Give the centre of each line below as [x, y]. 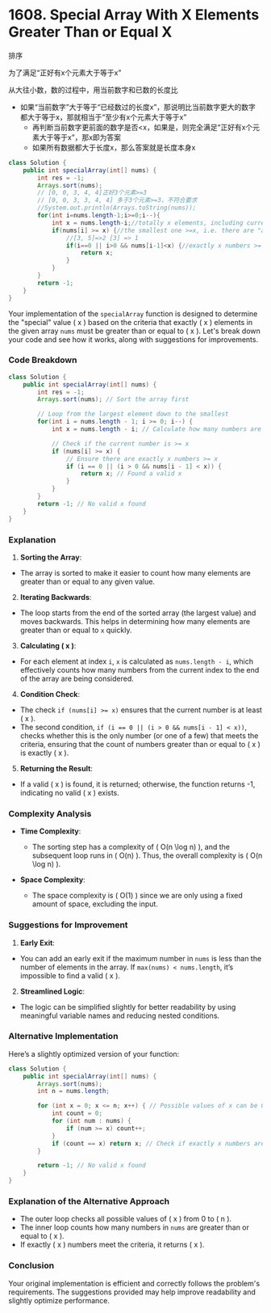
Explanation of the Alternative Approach [89, 1201]
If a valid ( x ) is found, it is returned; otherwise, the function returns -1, [138, 784]
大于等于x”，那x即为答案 [80, 137]
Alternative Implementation [63, 1036]
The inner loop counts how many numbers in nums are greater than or [135, 1227]
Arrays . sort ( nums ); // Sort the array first [113, 399]
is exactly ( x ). [44, 753]
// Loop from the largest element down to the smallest [133, 414]
